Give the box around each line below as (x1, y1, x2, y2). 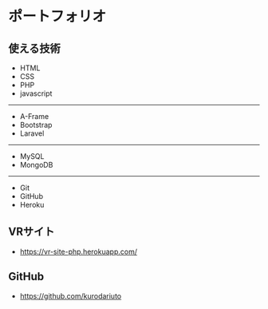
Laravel (19, 129, 45, 138)
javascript (19, 89, 53, 98)
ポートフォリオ (8, 7, 107, 26)
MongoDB (19, 160, 53, 169)
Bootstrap (19, 121, 53, 129)
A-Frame (19, 112, 49, 121)
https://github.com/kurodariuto (19, 291, 122, 300)
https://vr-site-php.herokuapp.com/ (19, 247, 138, 256)
